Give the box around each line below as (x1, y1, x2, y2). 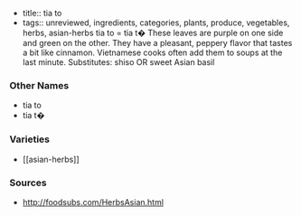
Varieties (9, 133, 50, 146)
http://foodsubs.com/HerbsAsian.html (22, 196, 165, 207)
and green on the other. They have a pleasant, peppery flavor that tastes (22, 38, 293, 48)
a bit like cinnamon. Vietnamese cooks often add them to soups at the (22, 47, 283, 58)
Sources (9, 176, 47, 189)
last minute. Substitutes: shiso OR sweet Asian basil (22, 57, 215, 67)
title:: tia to (22, 8, 62, 18)
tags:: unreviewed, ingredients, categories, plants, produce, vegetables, (22, 17, 290, 28)
